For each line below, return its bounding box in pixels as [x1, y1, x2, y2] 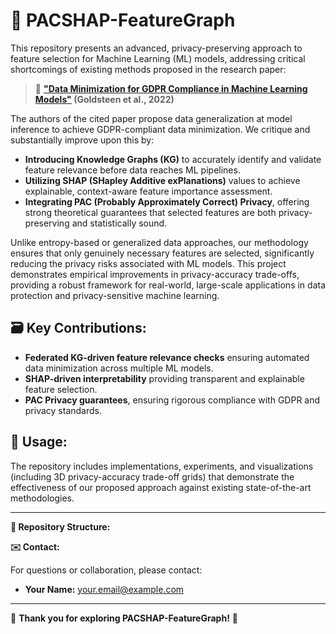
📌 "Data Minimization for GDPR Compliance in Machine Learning [34, 82, 308, 94]
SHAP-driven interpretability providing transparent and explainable [24, 372, 305, 384]
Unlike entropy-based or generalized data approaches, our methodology [10, 236, 309, 248]
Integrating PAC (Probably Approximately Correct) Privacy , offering [24, 195, 310, 208]
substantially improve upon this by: [10, 134, 155, 146]
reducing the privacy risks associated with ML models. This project [10, 257, 287, 269]
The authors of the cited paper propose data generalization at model [10, 112, 293, 124]
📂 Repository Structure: [10, 520, 111, 533]
